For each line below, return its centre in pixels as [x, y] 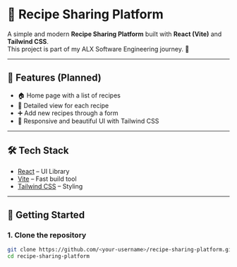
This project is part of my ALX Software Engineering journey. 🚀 [98, 49]
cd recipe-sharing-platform [49, 256]
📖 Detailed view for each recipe [63, 105]
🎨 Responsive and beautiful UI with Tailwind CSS [88, 121]
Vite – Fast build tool [47, 179]
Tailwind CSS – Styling [50, 186]
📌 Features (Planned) [55, 78]
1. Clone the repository [47, 235]
